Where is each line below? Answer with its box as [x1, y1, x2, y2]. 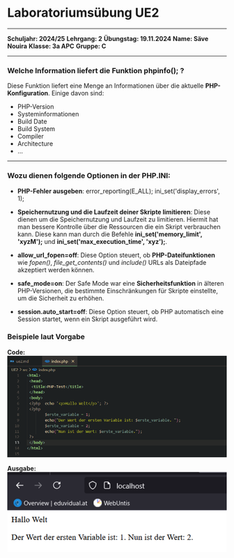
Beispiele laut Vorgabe [7, 332, 86, 342]
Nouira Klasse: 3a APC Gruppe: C [7, 42, 107, 50]
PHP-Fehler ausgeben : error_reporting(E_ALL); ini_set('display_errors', [17, 187, 221, 195]
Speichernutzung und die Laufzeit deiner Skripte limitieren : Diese [17, 208, 211, 216]
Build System [17, 125, 56, 133]
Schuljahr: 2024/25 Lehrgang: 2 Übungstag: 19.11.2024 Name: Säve [7, 34, 209, 42]
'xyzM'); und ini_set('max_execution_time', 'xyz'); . [17, 237, 168, 245]
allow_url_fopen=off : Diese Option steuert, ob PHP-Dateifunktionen [17, 251, 216, 259]
